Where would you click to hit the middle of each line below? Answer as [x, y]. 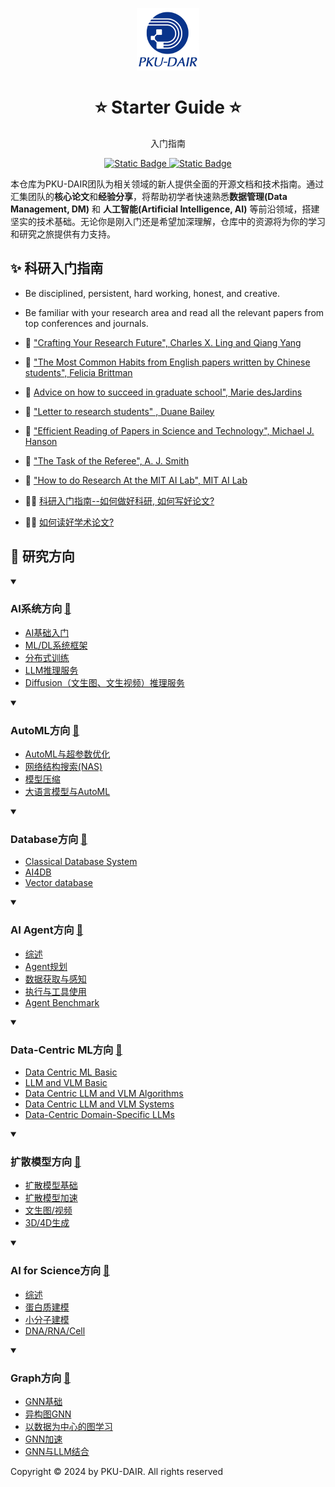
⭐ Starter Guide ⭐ [168, 107]
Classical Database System [81, 862]
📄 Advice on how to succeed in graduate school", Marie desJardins [163, 392]
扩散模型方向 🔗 [46, 1161]
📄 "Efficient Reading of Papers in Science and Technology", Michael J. [169, 430]
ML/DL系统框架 [56, 645]
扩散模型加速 [51, 1198]
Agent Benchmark [62, 1002]
